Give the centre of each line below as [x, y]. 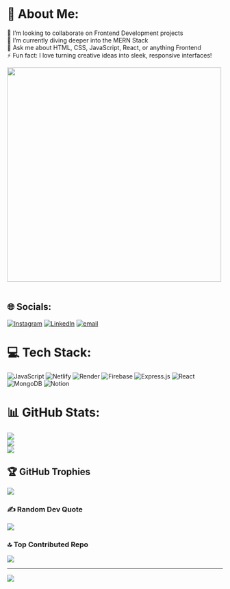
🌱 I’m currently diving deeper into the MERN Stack [78, 40]
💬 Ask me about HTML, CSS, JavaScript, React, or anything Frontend [104, 47]
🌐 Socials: [29, 307]
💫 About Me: [43, 14]
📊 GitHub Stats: [54, 412]
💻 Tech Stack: [49, 352]
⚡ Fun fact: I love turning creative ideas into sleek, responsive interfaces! [110, 55]
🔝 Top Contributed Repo [48, 544]
